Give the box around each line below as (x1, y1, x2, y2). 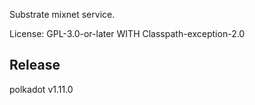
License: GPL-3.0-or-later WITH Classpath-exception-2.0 (9, 28, 246, 39)
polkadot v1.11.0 (9, 83, 74, 95)
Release (9, 57, 61, 74)
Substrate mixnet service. (9, 9, 116, 20)
